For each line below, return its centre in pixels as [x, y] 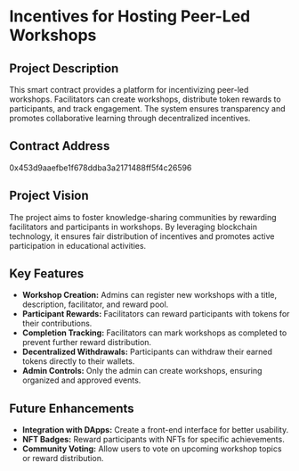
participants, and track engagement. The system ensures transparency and [148, 108]
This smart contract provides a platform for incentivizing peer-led [129, 90]
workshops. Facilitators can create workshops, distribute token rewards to [145, 99]
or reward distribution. [63, 459]
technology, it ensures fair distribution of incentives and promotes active [142, 236]
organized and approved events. [81, 380]
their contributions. [57, 324]
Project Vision [49, 196]
